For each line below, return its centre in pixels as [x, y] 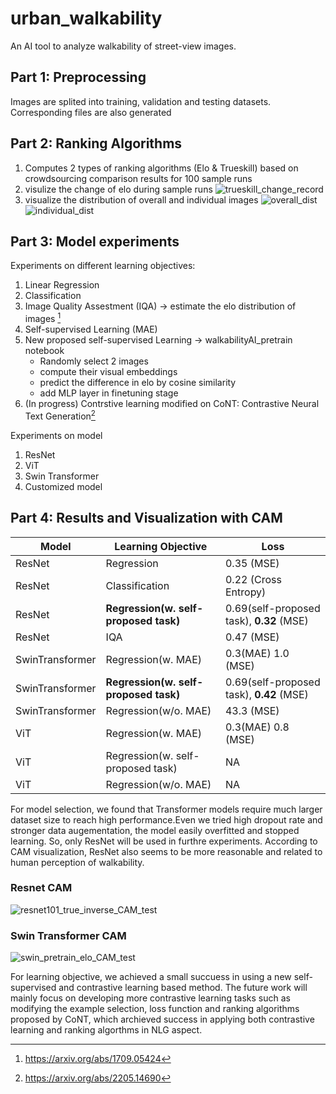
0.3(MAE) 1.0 [257, 653]
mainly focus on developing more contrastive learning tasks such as [150, 998]
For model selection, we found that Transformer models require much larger [166, 809]
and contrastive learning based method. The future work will [183, 988]
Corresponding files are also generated [91, 112]
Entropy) [245, 592]
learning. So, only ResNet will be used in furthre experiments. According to [164, 841]
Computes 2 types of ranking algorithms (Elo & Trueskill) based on [161, 168]
